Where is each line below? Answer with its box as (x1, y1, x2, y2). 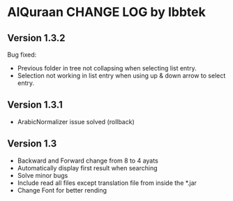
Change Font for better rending (17, 186, 107, 194)
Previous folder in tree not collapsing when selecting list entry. (17, 64, 197, 72)
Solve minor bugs (17, 171, 68, 179)
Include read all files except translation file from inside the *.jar (17, 179, 197, 187)
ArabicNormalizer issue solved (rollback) (17, 117, 135, 126)
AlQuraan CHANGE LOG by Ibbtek (7, 4, 206, 20)
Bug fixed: (7, 50, 37, 59)
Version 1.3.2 (7, 32, 66, 44)
